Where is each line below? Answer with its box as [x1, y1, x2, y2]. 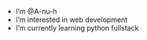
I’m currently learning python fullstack [15, 24, 139, 32]
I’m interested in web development [15, 15, 128, 24]
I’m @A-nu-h [15, 7, 57, 16]
